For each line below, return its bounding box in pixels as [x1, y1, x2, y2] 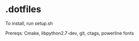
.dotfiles [5, 4, 42, 15]
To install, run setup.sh [5, 20, 53, 26]
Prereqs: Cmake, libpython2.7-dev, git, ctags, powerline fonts [5, 30, 134, 36]
